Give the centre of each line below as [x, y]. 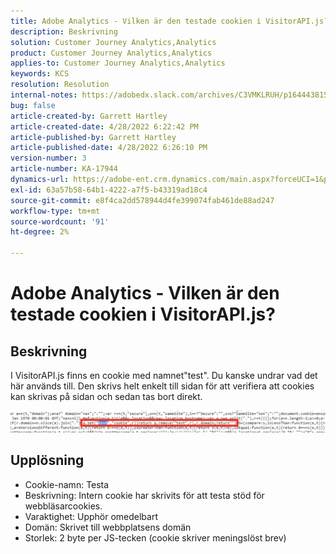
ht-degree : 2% [40, 232]
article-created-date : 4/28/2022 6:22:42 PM [104, 126]
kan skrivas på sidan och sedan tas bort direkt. [106, 396]
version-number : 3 [48, 158]
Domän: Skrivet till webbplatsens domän [108, 527]
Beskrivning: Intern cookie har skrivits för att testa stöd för [144, 495]
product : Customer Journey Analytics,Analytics [111, 53]
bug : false [33, 105]
